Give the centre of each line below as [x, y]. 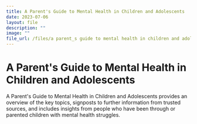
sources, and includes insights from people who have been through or [91, 108]
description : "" [26, 28]
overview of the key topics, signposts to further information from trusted [93, 102]
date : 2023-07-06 [27, 17]
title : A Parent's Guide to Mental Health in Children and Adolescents [95, 11]
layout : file [22, 22]
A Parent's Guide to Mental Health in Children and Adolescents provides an [97, 96]
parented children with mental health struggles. [63, 115]
